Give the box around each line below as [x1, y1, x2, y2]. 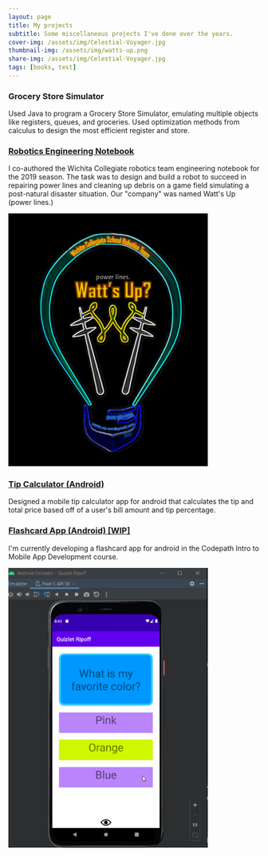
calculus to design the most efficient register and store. [8, 126, 190, 136]
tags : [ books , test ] [8, 64, 77, 72]
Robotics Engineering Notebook [8, 146, 135, 157]
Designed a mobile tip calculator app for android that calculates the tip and [8, 497, 254, 507]
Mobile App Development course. [8, 551, 119, 562]
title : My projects [8, 21, 73, 30]
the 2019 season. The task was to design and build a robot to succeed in [8, 172, 247, 182]
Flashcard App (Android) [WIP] [8, 525, 131, 536]
